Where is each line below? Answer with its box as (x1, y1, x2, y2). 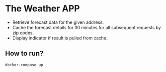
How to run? (5, 49, 44, 58)
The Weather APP (5, 3, 80, 14)
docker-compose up (5, 62, 43, 67)
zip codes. (12, 30, 34, 36)
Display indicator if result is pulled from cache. (12, 35, 108, 41)
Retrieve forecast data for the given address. (12, 19, 104, 25)
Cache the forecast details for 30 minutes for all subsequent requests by (12, 24, 161, 30)
